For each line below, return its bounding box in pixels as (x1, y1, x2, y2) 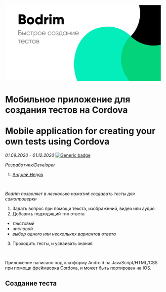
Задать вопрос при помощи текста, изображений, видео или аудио (12, 205, 155, 212)
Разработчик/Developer (5, 162, 55, 168)
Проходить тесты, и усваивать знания (12, 241, 93, 246)
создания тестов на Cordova (5, 104, 128, 116)
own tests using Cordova (5, 136, 110, 147)
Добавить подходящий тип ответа (12, 211, 85, 217)
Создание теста (5, 279, 57, 288)
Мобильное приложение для (5, 94, 130, 105)
